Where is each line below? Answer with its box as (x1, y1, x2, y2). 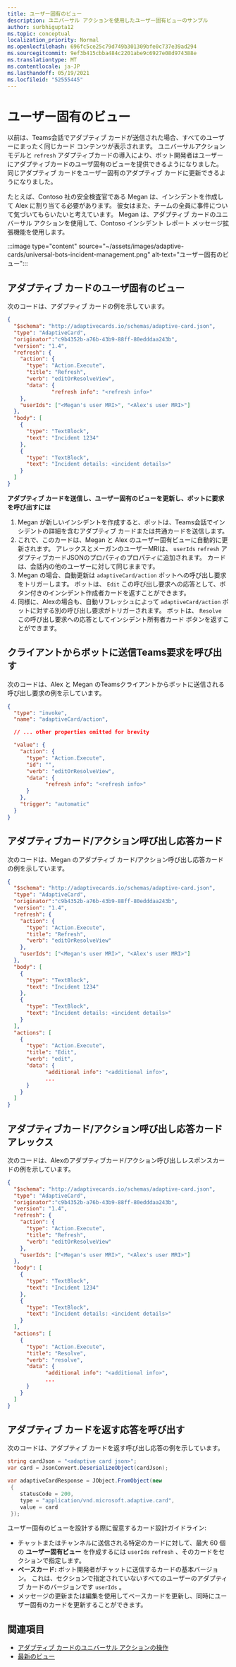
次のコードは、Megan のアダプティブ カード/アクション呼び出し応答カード (7, 855, 224, 864)
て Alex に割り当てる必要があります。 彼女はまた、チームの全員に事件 (7, 201, 210, 210)
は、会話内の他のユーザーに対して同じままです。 (17, 562, 159, 570)
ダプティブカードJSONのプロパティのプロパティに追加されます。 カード (17, 553, 227, 562)
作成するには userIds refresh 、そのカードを (89, 1548, 219, 1556)
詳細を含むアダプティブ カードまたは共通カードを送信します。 (48, 526, 229, 535)
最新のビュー (17, 1652, 55, 1661)
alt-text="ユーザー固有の (151, 250, 223, 259)
